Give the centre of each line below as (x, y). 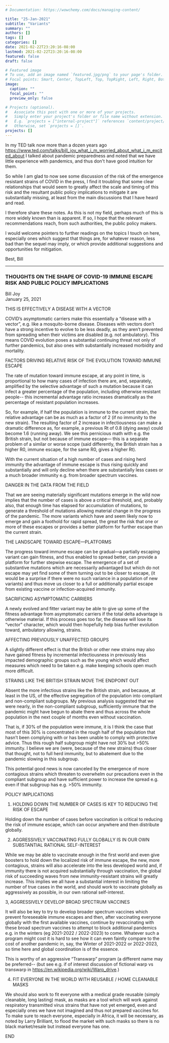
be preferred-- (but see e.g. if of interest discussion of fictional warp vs (79, 965)
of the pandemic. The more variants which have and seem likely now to (79, 516)
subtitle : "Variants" (28, 24)
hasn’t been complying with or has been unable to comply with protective (81, 738)
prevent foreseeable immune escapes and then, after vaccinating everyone (83, 917)
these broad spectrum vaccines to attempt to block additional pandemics (81, 928)
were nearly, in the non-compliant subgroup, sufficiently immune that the (81, 706)
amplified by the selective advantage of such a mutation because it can (79, 386)
